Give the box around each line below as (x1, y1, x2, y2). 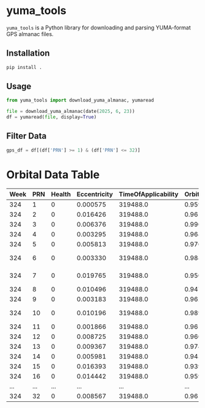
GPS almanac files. (6, 30, 54, 37)
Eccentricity (76, 190, 113, 199)
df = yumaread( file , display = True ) (6, 114, 97, 120)
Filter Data (6, 131, 47, 141)
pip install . (6, 64, 43, 70)
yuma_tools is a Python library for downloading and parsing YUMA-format (6, 24, 191, 31)
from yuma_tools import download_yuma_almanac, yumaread (6, 97, 154, 104)
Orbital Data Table (6, 167, 100, 181)
